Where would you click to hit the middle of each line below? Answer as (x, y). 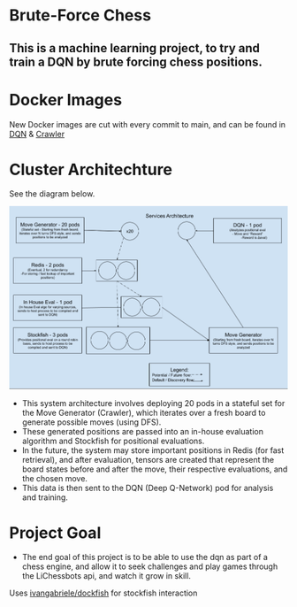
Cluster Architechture (91, 169)
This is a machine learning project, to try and (135, 48)
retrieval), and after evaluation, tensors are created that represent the (148, 459)
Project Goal (55, 533)
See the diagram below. (52, 194)
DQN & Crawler (37, 134)
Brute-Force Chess (80, 15)
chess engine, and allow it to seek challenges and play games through (150, 566)
